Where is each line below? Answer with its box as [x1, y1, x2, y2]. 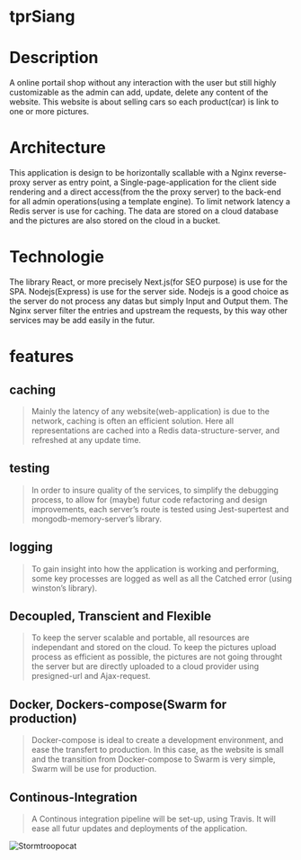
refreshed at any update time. [31, 435, 142, 445]
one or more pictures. [9, 106, 90, 117]
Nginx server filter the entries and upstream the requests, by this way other [9, 305, 288, 316]
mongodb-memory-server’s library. [31, 513, 163, 524]
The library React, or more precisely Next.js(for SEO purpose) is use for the [9, 276, 288, 287]
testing [9, 461, 50, 476]
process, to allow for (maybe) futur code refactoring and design [31, 493, 268, 505]
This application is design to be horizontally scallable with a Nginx [9, 167, 253, 178]
